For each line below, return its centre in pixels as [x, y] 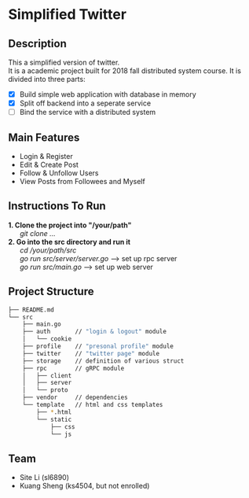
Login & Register [46, 156]
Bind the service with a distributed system [88, 113]
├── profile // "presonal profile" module [98, 346]
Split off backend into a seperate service [85, 103]
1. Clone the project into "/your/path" [70, 225]
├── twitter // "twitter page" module [91, 353]
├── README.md [31, 310]
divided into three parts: [47, 79]
